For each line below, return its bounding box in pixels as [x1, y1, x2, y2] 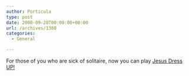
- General [11, 36, 35, 42]
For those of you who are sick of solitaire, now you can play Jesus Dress [6, 57, 183, 64]
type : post [6, 14, 33, 20]
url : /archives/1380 [6, 25, 57, 31]
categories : [6, 31, 35, 37]
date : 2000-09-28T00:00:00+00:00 [6, 19, 89, 25]
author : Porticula [6, 8, 51, 15]
